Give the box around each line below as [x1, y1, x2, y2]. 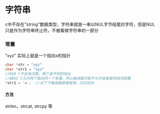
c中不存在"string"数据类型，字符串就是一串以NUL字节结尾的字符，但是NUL [5, 21, 155, 27]
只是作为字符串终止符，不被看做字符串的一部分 [5, 27, 98, 33]
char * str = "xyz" [5, 63, 42, 67]
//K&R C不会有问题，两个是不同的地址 [5, 71, 71, 76]
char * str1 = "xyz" [5, 67, 45, 72]
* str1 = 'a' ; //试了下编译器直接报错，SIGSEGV [5, 81, 95, 85]
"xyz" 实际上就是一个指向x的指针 [5, 53, 71, 59]
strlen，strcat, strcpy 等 [5, 103, 52, 109]
